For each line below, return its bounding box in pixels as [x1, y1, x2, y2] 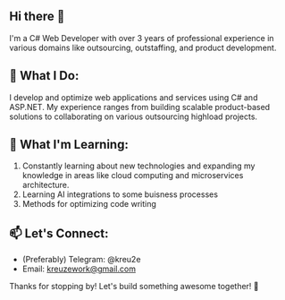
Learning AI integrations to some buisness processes [21, 189, 219, 200]
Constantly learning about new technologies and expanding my [21, 160, 256, 171]
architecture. [21, 180, 70, 191]
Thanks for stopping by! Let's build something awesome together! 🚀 [9, 281, 259, 292]
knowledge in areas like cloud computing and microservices [21, 170, 244, 181]
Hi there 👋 [9, 9, 65, 24]
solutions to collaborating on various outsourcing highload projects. [9, 111, 257, 122]
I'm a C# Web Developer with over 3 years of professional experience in [9, 32, 274, 43]
